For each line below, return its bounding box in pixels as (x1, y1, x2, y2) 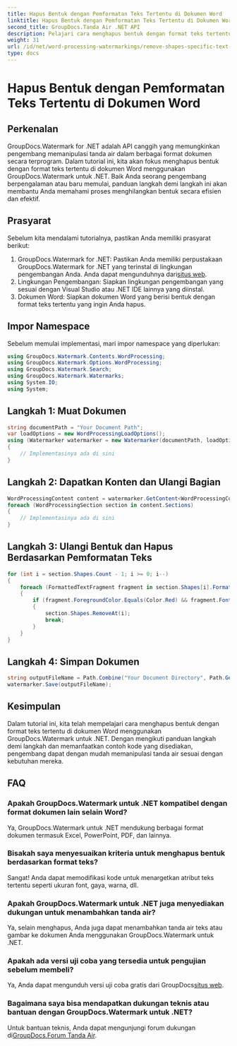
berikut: (7, 241, 30, 249)
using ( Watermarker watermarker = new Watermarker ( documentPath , (7, 437, 203, 444)
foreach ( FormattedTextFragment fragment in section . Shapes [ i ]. (20, 583, 213, 590)
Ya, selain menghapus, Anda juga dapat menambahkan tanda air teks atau (7, 923, 223, 932)
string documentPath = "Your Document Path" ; (7, 424, 143, 431)
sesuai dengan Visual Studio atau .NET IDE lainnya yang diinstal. (17, 285, 205, 293)
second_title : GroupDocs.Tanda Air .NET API (7, 23, 140, 30)
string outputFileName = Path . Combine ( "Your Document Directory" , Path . (7, 674, 226, 682)
